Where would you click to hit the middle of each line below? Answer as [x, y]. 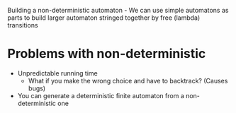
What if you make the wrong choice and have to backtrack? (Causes [128, 81]
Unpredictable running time [57, 73]
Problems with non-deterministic [107, 54]
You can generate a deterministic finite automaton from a [101, 95]
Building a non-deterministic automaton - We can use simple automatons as [118, 10]
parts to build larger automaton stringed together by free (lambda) [104, 18]
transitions [23, 25]
